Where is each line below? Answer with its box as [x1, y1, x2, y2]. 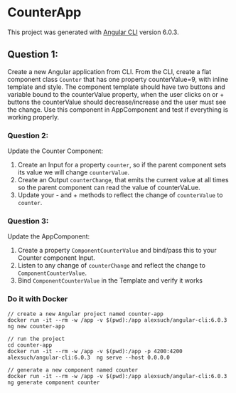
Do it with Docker [7, 294, 68, 304]
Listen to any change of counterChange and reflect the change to [17, 261, 206, 270]
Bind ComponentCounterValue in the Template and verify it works [17, 276, 203, 285]
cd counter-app [7, 341, 53, 349]
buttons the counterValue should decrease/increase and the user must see [7, 98, 227, 106]
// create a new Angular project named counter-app [7, 310, 163, 318]
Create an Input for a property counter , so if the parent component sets [17, 161, 227, 169]
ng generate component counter [7, 379, 100, 386]
